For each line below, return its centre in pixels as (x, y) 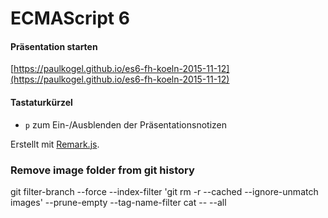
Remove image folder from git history (102, 170)
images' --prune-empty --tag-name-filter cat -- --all (118, 202)
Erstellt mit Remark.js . (55, 144)
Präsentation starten (54, 46)
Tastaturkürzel (41, 102)
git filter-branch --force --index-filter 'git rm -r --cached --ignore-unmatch (164, 191)
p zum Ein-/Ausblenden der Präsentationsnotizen (125, 124)
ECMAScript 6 (70, 18)
